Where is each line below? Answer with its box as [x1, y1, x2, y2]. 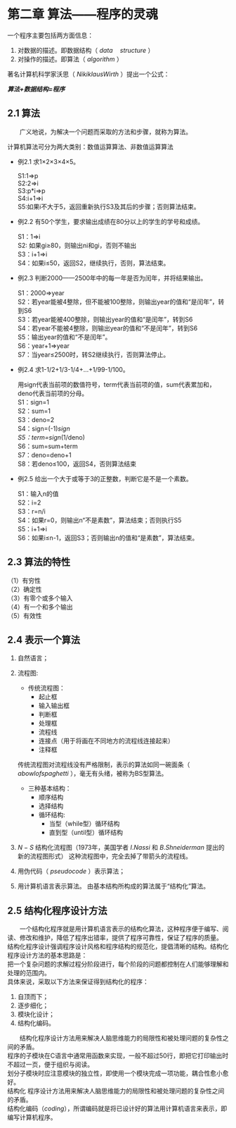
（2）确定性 [7, 585, 42, 593]
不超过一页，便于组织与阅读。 [7, 1060, 93, 1069]
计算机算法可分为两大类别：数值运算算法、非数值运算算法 [7, 142, 173, 151]
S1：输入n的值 [17, 489, 59, 497]
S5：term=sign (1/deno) [17, 433, 86, 441]
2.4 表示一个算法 [7, 633, 81, 645]
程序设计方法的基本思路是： [7, 951, 88, 960]
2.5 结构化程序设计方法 [7, 905, 107, 917]
